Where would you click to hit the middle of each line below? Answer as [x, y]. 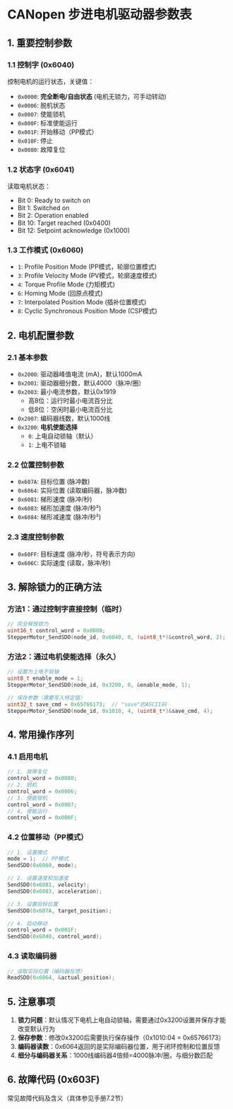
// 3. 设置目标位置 [33, 904]
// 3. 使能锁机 [28, 798]
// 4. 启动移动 [28, 924]
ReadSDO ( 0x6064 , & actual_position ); [61, 978]
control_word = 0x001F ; [42, 930]
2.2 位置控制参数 [36, 465]
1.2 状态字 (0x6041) [41, 169]
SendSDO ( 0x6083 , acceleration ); [55, 891]
